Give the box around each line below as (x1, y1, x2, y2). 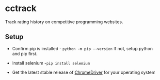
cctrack (5, 3, 37, 14)
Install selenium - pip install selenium (12, 60, 90, 66)
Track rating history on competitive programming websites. (5, 19, 123, 25)
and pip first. (12, 51, 38, 56)
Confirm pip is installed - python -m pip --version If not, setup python (12, 45, 153, 51)
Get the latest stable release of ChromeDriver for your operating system (12, 69, 156, 75)
